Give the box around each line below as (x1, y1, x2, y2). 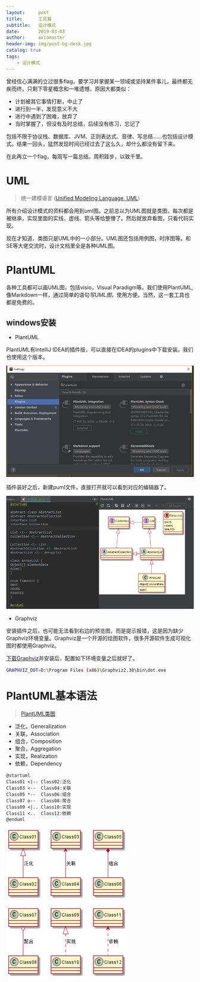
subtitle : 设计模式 (6, 22, 57, 28)
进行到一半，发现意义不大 (14, 105, 78, 112)
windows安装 (6, 317, 57, 327)
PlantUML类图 (20, 710, 55, 717)
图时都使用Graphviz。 (6, 642, 60, 649)
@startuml (6, 773, 31, 778)
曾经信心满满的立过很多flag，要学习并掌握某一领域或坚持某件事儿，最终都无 (6, 77, 193, 85)
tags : (6, 54, 20, 60)
